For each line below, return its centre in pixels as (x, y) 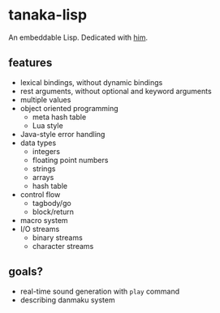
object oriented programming (69, 108)
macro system (44, 220)
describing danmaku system (67, 300)
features (30, 63)
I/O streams (40, 229)
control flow (40, 194)
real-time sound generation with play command (100, 291)
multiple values (45, 100)
